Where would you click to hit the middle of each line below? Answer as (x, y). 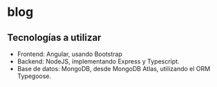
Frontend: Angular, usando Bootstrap (69, 54)
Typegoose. (34, 76)
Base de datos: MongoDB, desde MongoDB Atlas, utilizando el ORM (114, 69)
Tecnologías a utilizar (54, 38)
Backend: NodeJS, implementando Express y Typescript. (98, 61)
